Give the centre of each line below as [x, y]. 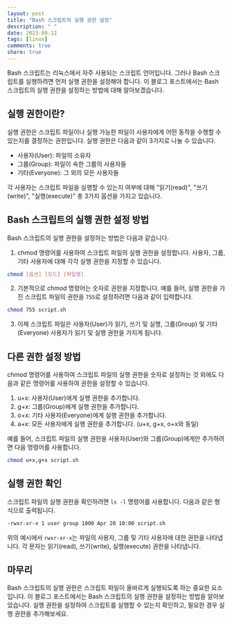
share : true [24, 53]
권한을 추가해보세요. [41, 614]
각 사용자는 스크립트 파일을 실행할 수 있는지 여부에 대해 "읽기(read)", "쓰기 [107, 187]
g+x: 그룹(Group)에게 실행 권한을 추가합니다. [78, 407]
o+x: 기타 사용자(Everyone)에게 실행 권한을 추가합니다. [92, 415]
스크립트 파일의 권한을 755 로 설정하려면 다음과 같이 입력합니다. [109, 297]
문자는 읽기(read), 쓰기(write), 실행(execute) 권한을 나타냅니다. [115, 546]
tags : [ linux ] [28, 39]
